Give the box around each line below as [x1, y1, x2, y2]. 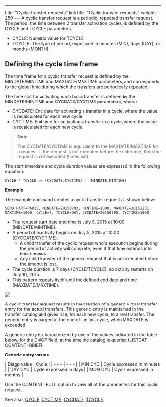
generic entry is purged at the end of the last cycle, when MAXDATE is [5, 316, 149, 322]
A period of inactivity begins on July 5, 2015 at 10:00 [12, 229, 120, 235]
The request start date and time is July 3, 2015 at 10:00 [12, 219, 124, 225]
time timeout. [19, 251, 47, 256]
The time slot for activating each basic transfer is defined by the [5, 93, 136, 99]
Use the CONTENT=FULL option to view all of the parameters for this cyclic [5, 381, 159, 387]
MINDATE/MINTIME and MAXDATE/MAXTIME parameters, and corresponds [5, 78, 160, 84]
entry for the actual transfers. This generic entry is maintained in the [5, 306, 144, 312]
